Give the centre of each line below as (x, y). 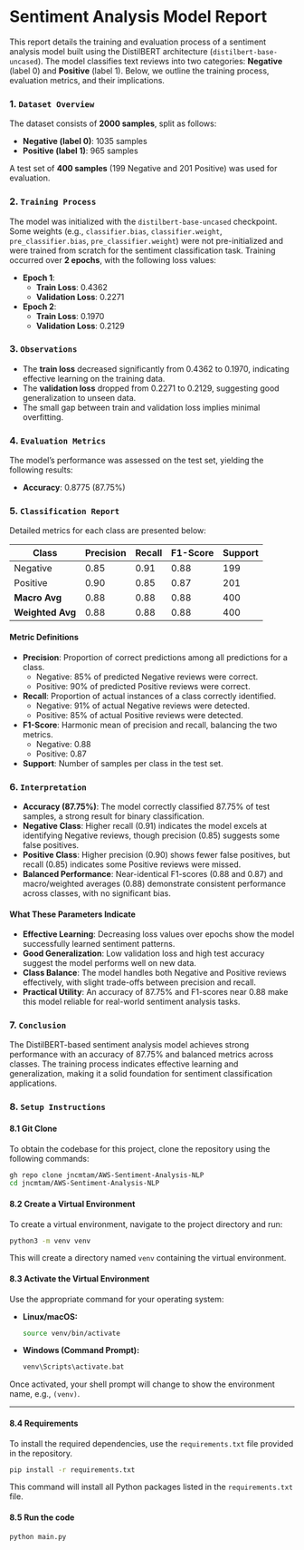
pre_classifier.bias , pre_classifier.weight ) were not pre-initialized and (146, 240)
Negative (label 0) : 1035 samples (85, 141)
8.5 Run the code (42, 1517)
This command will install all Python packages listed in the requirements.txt (152, 1487)
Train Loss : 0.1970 (70, 316)
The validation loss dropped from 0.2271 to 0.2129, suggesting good (151, 388)
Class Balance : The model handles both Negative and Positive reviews (154, 973)
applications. (33, 1083)
